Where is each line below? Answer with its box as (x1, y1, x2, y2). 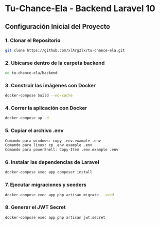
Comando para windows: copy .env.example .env (5, 138, 101, 143)
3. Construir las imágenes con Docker (5, 82, 96, 89)
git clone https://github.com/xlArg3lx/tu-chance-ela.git (5, 48, 125, 53)
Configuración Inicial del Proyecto (5, 22, 110, 31)
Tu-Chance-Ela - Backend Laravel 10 (5, 3, 156, 14)
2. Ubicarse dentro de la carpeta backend (5, 59, 105, 66)
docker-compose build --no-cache (5, 93, 73, 98)
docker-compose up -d (5, 115, 49, 121)
